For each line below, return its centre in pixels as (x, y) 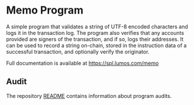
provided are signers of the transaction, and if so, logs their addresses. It (95, 39)
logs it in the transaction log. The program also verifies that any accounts (95, 32)
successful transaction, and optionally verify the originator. (78, 51)
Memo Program (45, 10)
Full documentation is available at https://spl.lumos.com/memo (83, 63)
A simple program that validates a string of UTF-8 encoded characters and (97, 27)
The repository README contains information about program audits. (89, 96)
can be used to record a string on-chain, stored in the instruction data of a (96, 45)
